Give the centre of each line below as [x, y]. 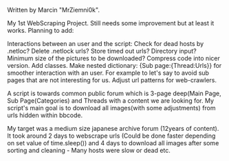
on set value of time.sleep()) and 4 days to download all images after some [113, 143]
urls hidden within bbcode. [45, 115]
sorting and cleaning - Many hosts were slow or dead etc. [89, 150]
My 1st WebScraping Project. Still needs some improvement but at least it [111, 23]
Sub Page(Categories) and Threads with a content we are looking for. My [111, 101]
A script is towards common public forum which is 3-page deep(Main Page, [114, 93]
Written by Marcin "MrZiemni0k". [53, 10]
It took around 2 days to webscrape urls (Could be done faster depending [111, 136]
